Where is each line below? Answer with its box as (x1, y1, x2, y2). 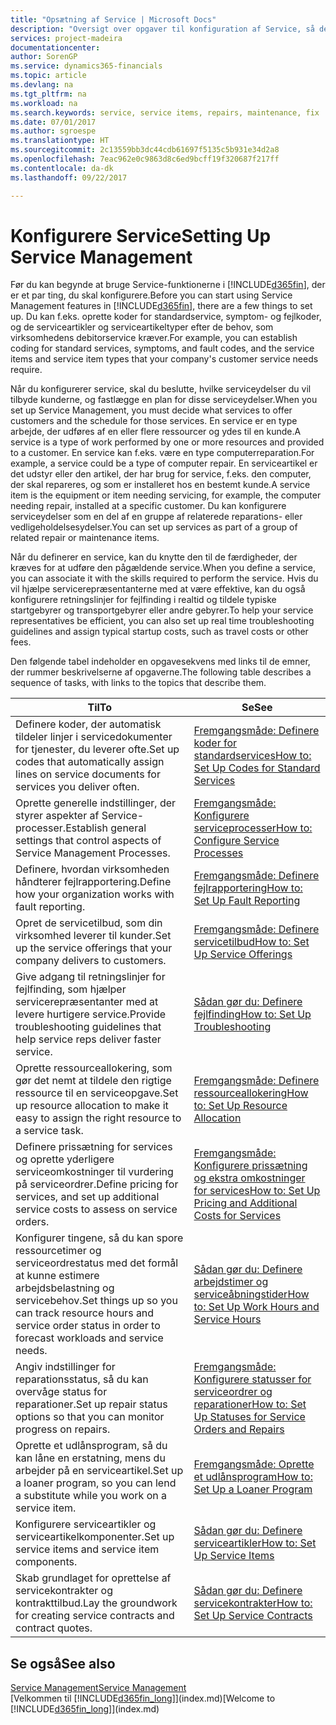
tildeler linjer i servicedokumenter (15, 730, 173, 744)
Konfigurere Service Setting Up (10, 224, 272, 247)
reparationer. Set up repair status (15, 1397, 168, 1411)
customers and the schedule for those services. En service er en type (10, 415, 298, 427)
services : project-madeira (10, 33, 123, 43)
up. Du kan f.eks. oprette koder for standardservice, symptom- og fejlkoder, (10, 311, 322, 323)
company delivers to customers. (15, 954, 167, 968)
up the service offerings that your (15, 941, 173, 955)
